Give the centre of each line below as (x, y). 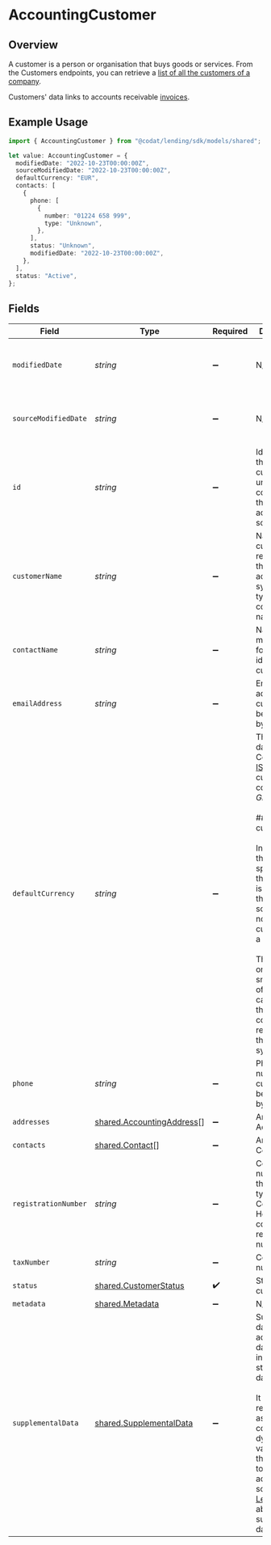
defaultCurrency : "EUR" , (57, 178)
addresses (31, 1122)
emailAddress (38, 704)
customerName (38, 576)
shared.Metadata (127, 1304)
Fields (24, 308)
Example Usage (48, 122)
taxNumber (31, 1262)
